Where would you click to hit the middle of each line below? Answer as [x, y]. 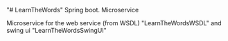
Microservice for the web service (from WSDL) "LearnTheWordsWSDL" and [114, 23]
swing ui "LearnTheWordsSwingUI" [56, 30]
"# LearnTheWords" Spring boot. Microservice [73, 10]
